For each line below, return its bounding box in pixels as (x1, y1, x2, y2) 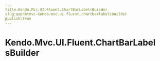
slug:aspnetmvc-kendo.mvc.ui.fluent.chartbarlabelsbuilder (5, 12, 127, 16)
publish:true (5, 16, 32, 21)
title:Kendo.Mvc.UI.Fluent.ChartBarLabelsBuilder (5, 7, 108, 12)
